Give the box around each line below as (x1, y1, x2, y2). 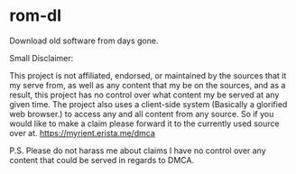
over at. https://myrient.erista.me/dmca (9, 127, 155, 138)
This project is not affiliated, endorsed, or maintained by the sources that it (9, 69, 287, 81)
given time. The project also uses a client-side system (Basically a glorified (9, 98, 288, 109)
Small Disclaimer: (9, 52, 74, 63)
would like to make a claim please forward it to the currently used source (9, 118, 280, 129)
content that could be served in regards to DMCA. (9, 154, 195, 165)
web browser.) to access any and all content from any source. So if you (9, 108, 274, 119)
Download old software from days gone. (9, 35, 159, 46)
